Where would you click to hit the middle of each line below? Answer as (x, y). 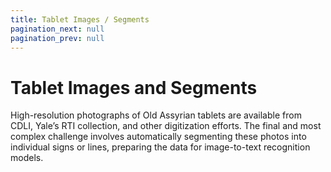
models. (27, 158)
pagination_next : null (57, 29)
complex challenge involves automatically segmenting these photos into (158, 137)
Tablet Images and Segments (134, 87)
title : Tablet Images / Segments (80, 19)
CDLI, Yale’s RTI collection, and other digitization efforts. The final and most (166, 126)
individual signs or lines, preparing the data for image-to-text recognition (160, 147)
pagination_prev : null (57, 38)
